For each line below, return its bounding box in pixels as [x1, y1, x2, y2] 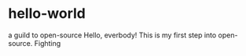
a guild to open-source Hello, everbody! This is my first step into [8, 30, 217, 40]
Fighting [34, 38, 61, 47]
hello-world [8, 5, 86, 23]
